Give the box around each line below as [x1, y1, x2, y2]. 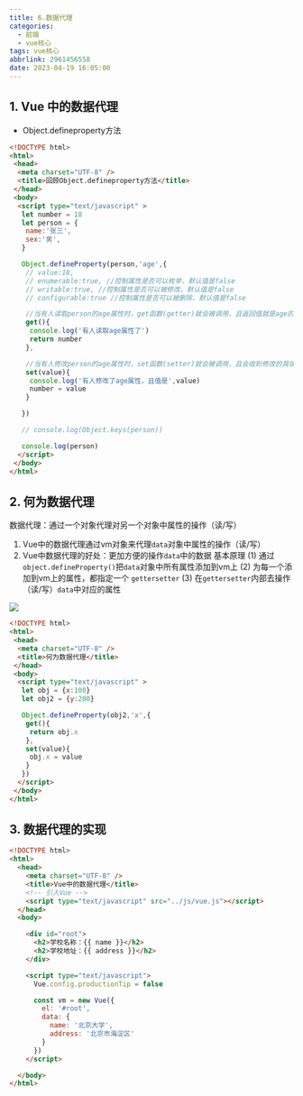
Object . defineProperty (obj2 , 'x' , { [21, 711, 151, 720]
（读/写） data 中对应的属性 [22, 584, 122, 595]
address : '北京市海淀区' [49, 1029, 135, 1038]
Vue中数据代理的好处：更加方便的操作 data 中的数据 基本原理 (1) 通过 [22, 550, 275, 561]
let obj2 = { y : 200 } [21, 695, 95, 704]
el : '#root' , [41, 1004, 91, 1013]
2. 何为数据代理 [9, 493, 95, 510]
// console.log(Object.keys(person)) [21, 426, 164, 435]
